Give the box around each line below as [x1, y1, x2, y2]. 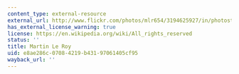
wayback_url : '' [7, 56, 55, 63]
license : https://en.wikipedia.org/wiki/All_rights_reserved [7, 30, 193, 37]
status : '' [7, 37, 40, 44]
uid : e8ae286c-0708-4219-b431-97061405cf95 [7, 50, 139, 57]
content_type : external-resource [7, 10, 107, 18]
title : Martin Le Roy [7, 43, 72, 50]
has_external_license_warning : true [7, 23, 116, 30]
